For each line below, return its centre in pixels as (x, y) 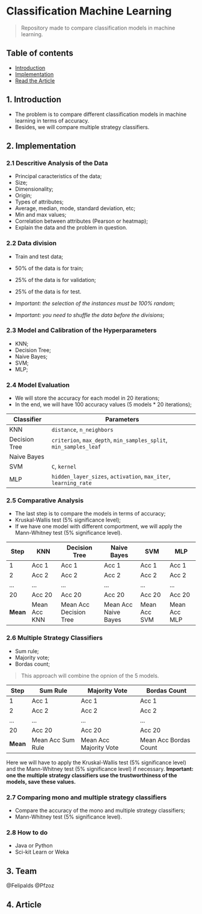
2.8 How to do (27, 833)
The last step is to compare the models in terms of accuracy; (90, 514)
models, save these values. (41, 781)
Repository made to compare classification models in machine (98, 28)
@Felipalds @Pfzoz (30, 886)
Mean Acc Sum (53, 740)
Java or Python (34, 846)
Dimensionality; (34, 189)
